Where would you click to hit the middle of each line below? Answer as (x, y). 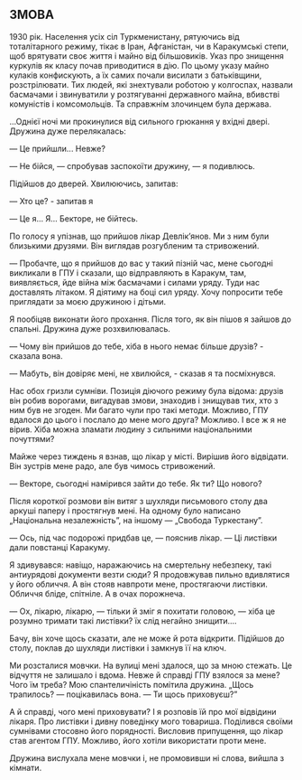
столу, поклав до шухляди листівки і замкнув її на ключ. (118, 648)
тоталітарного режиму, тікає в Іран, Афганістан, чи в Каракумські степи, (149, 46)
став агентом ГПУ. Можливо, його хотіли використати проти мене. (138, 740)
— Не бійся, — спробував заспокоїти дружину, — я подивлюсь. (132, 165)
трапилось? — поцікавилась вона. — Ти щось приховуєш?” (124, 694)
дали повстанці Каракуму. (60, 547)
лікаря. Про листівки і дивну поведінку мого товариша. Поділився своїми (151, 721)
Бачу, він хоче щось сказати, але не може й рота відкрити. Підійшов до (147, 638)
